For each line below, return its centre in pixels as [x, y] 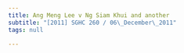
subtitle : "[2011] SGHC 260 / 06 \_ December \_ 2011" [92, 23]
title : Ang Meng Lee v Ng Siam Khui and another [89, 15]
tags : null [26, 30]
